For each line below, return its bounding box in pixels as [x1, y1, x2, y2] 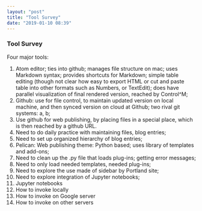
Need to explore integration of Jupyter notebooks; [15, 173, 140, 180]
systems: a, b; [15, 109, 50, 117]
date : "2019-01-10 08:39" [7, 20, 72, 26]
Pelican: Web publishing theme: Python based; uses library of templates [15, 141, 194, 149]
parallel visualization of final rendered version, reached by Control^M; [15, 91, 188, 98]
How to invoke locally [15, 186, 69, 193]
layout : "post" [7, 8, 45, 15]
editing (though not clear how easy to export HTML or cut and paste [15, 77, 185, 85]
